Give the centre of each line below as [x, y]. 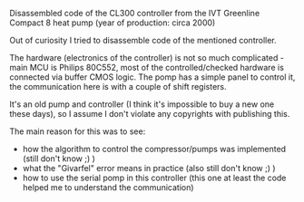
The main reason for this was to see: [78, 131]
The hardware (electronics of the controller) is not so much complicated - [147, 58]
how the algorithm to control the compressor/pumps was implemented [154, 149]
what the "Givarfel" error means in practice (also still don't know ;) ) [149, 168]
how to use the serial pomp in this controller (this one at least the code [154, 178]
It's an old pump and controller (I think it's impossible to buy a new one [142, 104]
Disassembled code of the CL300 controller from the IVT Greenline [135, 13]
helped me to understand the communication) [108, 188]
